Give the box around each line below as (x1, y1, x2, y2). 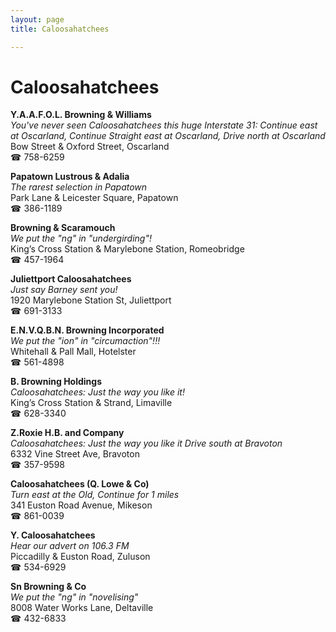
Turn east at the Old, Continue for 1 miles (10, 489, 180, 501)
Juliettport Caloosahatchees (10, 273, 132, 285)
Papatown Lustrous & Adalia (10, 171, 130, 183)
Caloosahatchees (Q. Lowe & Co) (10, 478, 150, 490)
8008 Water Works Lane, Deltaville (10, 602, 154, 614)
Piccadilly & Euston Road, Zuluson (10, 551, 151, 563)
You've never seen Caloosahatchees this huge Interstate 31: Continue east (10, 119, 318, 131)
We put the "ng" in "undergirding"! (10, 232, 152, 245)
